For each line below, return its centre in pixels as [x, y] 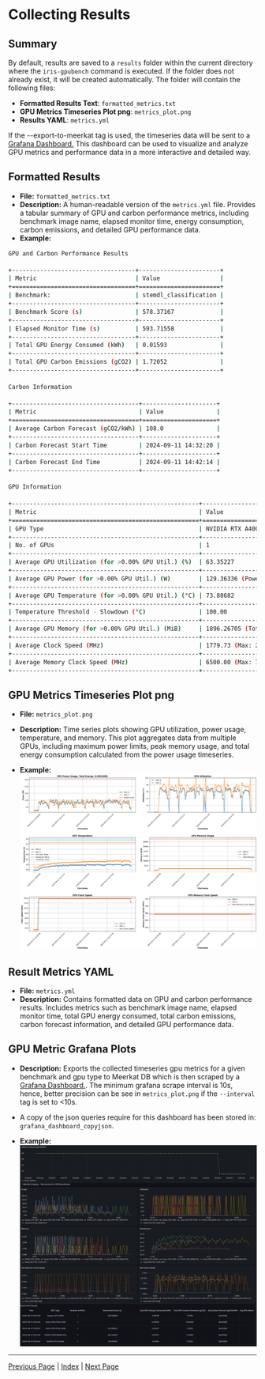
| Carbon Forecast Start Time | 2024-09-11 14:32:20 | [114, 445]
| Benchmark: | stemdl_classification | [116, 295]
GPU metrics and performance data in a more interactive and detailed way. [129, 152]
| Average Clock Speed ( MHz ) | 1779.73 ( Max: [130, 645]
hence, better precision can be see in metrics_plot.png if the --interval [137, 1094]
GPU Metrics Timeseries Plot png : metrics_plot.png [105, 111]
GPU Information [35, 487]
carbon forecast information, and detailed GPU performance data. [127, 1025]
